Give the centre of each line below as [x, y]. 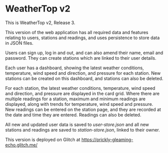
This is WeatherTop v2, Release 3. [40, 23]
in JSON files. [19, 43]
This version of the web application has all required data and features [77, 32]
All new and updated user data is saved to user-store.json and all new [77, 124]
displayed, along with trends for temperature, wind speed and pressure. [79, 104]
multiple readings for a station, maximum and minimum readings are [75, 99]
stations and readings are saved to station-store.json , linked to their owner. [83, 130]
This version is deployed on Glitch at [43, 139]
